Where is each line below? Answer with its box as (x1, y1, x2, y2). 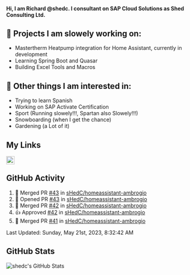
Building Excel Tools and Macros (14, 64, 96, 71)
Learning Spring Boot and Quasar (14, 57, 98, 64)
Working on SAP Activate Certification (14, 103, 109, 110)
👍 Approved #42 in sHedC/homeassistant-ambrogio (14, 208, 146, 216)
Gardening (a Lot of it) (14, 122, 70, 130)
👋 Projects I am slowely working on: (6, 28, 142, 38)
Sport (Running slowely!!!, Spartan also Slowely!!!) (14, 110, 138, 117)
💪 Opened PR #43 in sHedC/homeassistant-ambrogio (14, 195, 147, 202)
